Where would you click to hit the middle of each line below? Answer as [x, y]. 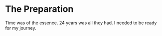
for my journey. [21, 28]
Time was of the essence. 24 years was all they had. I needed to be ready [81, 23]
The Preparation [39, 9]
